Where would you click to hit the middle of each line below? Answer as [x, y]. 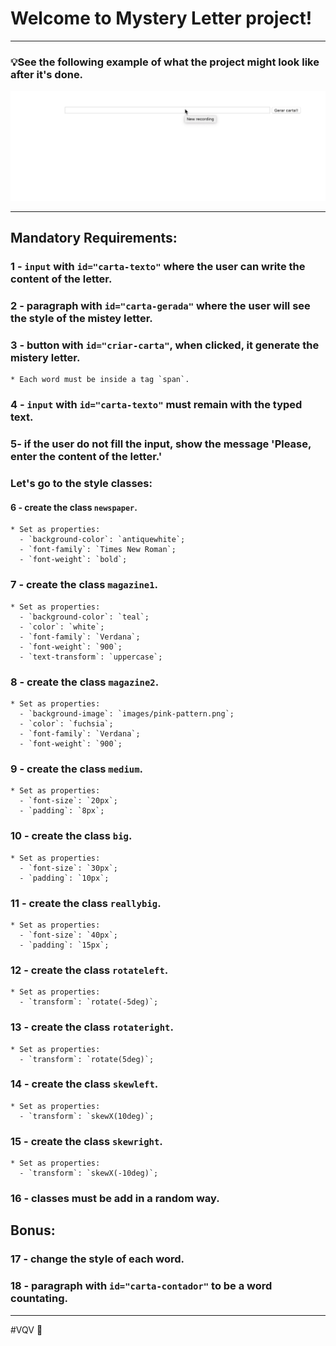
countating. [39, 1299]
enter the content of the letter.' [86, 457]
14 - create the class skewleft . [84, 1084]
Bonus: [33, 1230]
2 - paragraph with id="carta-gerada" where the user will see [160, 306]
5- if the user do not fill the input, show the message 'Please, [161, 444]
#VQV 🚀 [26, 1329]
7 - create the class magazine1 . [84, 585]
